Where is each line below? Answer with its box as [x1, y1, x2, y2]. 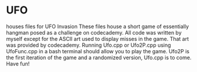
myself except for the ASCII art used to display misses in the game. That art [6, 35, 189, 42]
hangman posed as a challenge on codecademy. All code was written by [6, 29, 182, 36]
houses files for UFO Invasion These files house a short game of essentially [6, 23, 189, 30]
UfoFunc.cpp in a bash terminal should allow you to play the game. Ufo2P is [6, 47, 190, 54]
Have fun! [6, 60, 30, 67]
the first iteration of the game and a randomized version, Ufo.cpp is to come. [6, 54, 192, 61]
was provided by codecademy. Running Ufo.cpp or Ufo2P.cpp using [6, 42, 172, 49]
